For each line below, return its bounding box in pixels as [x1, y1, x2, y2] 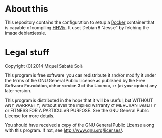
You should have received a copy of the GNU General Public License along [5, 122, 154, 128]
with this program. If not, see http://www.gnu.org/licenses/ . [5, 127, 124, 133]
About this [5, 3, 49, 15]
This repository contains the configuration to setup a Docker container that [5, 19, 155, 25]
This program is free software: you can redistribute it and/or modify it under [5, 72, 156, 78]
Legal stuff [5, 47, 49, 58]
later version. [5, 87, 32, 93]
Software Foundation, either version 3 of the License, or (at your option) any [5, 83, 157, 88]
